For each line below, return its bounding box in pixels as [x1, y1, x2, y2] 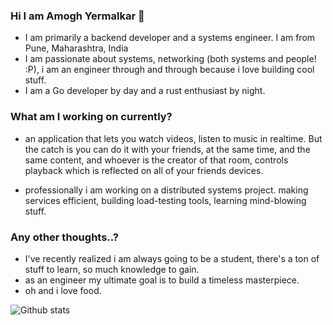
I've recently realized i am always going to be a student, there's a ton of [24, 252, 320, 264]
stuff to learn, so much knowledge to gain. [24, 263, 200, 275]
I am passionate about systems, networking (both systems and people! [24, 53, 317, 65]
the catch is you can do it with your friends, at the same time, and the [24, 143, 311, 155]
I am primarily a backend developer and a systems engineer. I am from [24, 32, 316, 44]
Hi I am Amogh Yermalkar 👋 [10, 9, 145, 23]
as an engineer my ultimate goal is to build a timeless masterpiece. [24, 274, 300, 286]
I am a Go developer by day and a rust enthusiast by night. [24, 85, 266, 97]
